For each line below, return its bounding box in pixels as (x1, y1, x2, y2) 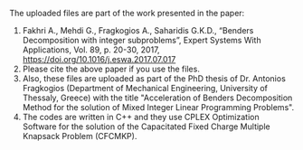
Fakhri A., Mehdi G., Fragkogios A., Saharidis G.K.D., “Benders (22, 25, 254, 35)
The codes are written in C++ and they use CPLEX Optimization (22, 112, 260, 122)
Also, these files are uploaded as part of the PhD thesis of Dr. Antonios (22, 73, 287, 84)
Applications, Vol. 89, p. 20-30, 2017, (22, 44, 160, 55)
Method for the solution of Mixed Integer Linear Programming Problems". (22, 102, 295, 112)
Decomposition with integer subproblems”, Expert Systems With (22, 35, 261, 45)
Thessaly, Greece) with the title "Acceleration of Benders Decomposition (22, 92, 293, 103)
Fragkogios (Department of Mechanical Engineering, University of (22, 83, 269, 93)
